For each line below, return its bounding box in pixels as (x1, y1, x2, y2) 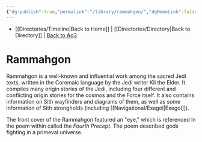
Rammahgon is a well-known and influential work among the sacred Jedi (6, 72, 186, 80)
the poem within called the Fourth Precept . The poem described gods (6, 122, 179, 129)
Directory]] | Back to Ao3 (14, 31, 77, 39)
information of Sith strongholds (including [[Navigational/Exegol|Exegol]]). (6, 104, 189, 111)
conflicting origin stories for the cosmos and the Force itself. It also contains (6, 91, 195, 99)
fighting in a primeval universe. (6, 128, 83, 135)
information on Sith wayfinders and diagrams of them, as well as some (6, 98, 181, 105)
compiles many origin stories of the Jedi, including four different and (6, 85, 176, 92)
